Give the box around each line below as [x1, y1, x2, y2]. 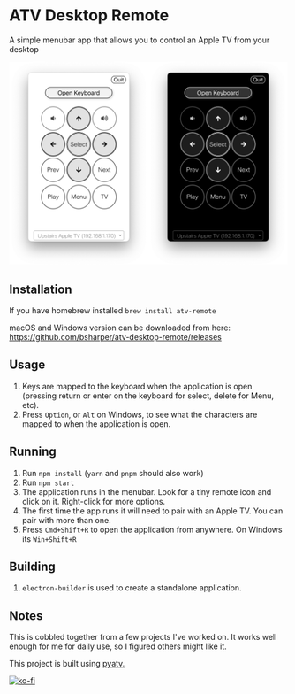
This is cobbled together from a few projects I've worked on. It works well [9, 632, 277, 643]
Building [9, 559, 56, 574]
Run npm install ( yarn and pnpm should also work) [21, 467, 204, 478]
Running [9, 444, 57, 459]
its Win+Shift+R [21, 533, 77, 544]
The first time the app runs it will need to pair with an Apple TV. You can [21, 505, 284, 516]
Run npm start [21, 477, 75, 488]
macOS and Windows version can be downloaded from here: [9, 322, 231, 333]
